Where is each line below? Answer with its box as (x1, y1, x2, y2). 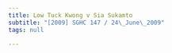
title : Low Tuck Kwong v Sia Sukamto (8, 11, 133, 19)
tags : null (8, 26, 44, 34)
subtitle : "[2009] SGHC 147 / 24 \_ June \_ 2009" (8, 19, 165, 26)
